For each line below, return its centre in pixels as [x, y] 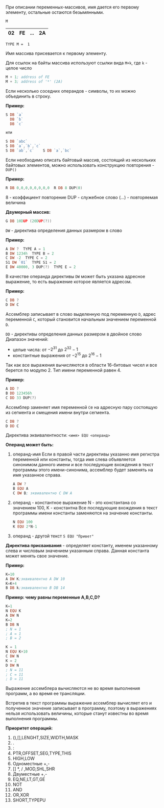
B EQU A [20, 489]
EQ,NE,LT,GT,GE [29, 780]
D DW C [12, 304]
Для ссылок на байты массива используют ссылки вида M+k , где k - [77, 63]
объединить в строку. [28, 96]
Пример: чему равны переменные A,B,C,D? [53, 597]
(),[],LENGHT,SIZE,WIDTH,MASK [46, 738]
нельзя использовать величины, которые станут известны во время [77, 713]
